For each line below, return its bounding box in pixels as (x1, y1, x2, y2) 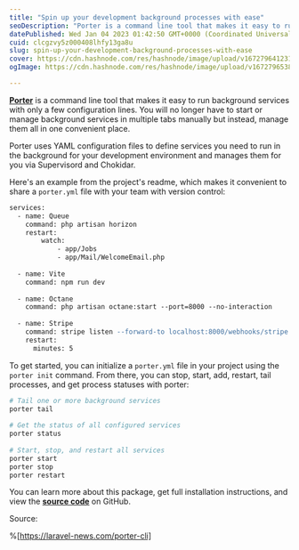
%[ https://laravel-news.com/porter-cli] (9, 530, 152, 541)
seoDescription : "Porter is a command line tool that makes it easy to (9, 21, 280, 30)
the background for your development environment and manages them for (9, 150, 282, 160)
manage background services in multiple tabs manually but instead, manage (9, 113, 289, 125)
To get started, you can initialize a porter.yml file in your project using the (9, 360, 280, 370)
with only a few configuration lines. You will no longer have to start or (9, 104, 263, 115)
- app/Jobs (56, 245, 98, 254)
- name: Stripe (17, 319, 74, 328)
